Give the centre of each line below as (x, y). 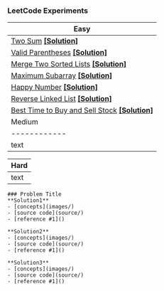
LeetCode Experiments (48, 11)
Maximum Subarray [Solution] (61, 75)
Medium (24, 122)
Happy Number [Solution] (54, 88)
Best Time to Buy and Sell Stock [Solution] (82, 110)
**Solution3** (28, 263)
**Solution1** (28, 201)
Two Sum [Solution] (45, 41)
